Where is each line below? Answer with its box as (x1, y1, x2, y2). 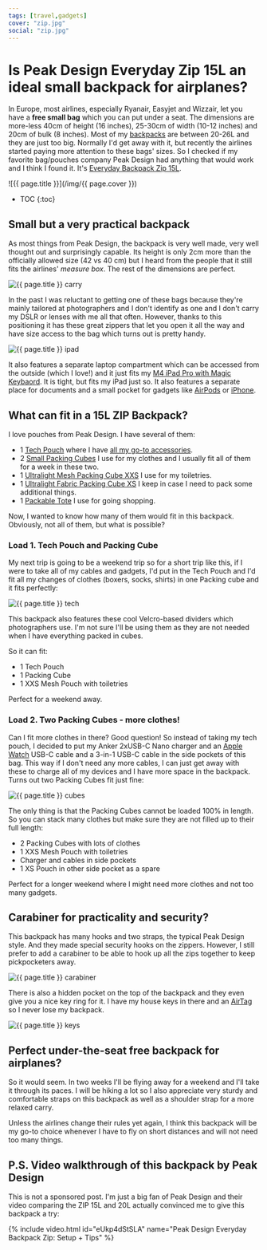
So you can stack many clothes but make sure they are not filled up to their (8, 814, 255, 824)
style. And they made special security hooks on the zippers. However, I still (8, 940, 255, 950)
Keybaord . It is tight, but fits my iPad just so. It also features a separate (8, 377, 241, 387)
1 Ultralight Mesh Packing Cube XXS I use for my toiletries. (19, 470, 212, 479)
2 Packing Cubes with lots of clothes (19, 838, 141, 848)
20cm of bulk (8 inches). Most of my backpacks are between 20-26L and (8, 129, 249, 140)
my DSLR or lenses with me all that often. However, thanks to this (8, 312, 222, 321)
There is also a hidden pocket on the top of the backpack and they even (8, 988, 245, 998)
